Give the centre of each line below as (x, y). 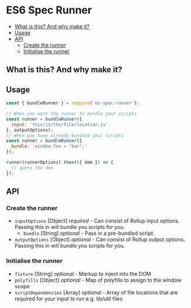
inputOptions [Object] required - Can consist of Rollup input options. (97, 221)
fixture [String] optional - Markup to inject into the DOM (83, 273)
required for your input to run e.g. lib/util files (68, 299)
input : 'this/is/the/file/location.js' (60, 124)
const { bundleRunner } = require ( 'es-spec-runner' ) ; (73, 103)
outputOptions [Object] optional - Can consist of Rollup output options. (100, 239)
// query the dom (32, 167)
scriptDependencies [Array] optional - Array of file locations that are (96, 292)
